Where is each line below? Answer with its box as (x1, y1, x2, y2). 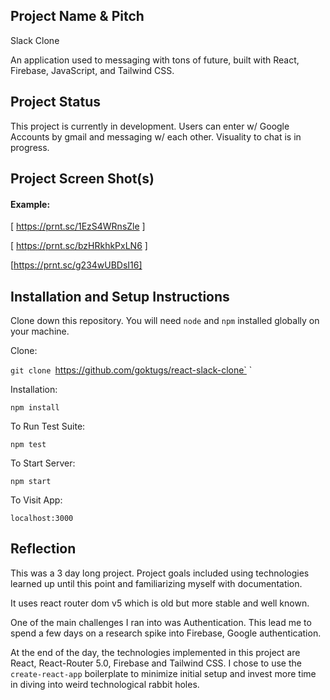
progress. (10, 141, 50, 153)
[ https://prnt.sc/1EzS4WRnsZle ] (10, 220, 146, 233)
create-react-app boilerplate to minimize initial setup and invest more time (10, 667, 317, 679)
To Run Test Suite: (10, 420, 86, 433)
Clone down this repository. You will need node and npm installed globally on (10, 315, 320, 327)
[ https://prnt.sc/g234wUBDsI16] (10, 259, 143, 271)
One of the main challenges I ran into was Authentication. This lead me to (10, 616, 312, 628)
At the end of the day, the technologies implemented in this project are (10, 646, 301, 658)
